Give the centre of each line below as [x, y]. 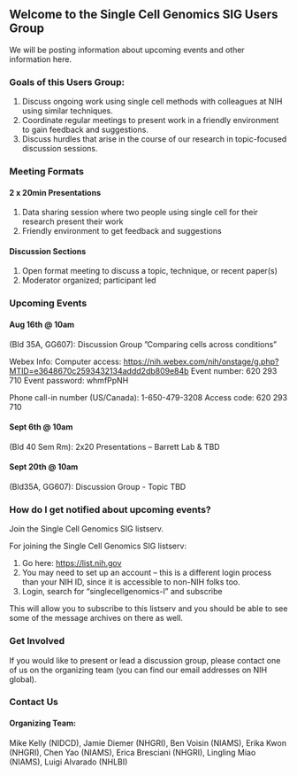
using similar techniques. [67, 111]
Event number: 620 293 [234, 370]
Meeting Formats [46, 172]
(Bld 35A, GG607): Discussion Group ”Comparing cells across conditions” [143, 344]
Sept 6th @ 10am [41, 427]
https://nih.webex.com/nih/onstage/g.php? [201, 361]
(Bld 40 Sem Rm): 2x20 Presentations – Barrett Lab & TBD [114, 446]
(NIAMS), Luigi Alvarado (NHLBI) [69, 762]
